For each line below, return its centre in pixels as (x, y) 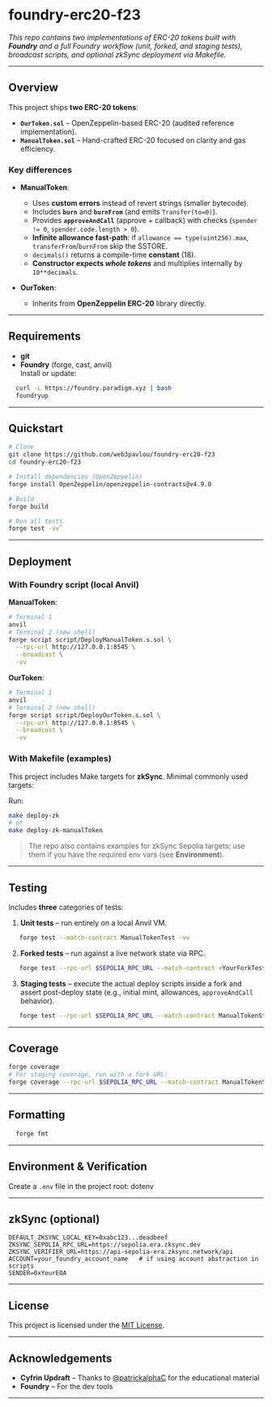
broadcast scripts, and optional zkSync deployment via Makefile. (117, 54)
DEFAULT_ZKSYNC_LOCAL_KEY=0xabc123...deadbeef (88, 1238)
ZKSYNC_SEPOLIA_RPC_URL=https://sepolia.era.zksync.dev (104, 1245)
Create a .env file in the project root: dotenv (81, 1186)
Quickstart (36, 428)
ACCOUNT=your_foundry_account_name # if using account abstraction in (134, 1259)
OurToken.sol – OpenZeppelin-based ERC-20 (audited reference (127, 122)
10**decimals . (55, 272)
